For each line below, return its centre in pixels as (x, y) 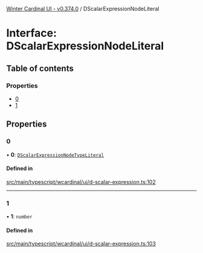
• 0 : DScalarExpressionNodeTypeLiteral (55, 154)
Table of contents (40, 68)
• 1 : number (19, 217)
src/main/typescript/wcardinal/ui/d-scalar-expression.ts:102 (81, 182)
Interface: (32, 33)
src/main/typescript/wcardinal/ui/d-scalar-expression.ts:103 (81, 244)
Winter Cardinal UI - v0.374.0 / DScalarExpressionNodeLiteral (83, 9)
